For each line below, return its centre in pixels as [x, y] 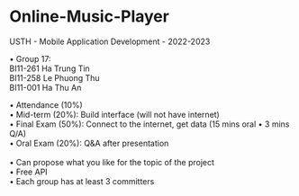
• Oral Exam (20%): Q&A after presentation [89, 143]
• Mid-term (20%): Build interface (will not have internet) [115, 114]
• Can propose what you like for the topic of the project [112, 162]
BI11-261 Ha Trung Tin [50, 68]
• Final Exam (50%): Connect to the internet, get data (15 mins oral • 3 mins [149, 124]
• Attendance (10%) [46, 104]
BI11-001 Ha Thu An [45, 87]
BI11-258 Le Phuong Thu [55, 77]
